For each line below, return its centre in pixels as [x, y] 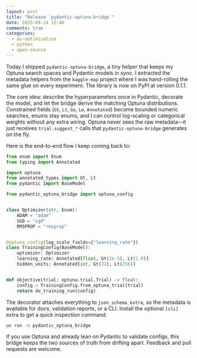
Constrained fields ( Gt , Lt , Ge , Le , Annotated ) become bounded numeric [92, 109]
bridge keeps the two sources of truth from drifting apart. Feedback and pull [99, 343]
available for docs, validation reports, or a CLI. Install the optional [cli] [92, 308]
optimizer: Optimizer [43, 253]
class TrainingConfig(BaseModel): [49, 248]
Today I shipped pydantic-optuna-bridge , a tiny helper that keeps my [90, 67]
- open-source [29, 50]
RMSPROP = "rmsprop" [42, 226]
